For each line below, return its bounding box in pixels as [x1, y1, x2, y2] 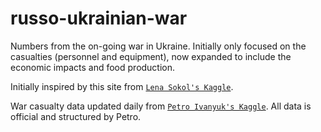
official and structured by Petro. [10, 110, 142, 122]
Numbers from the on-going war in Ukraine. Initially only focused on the [10, 40, 307, 52]
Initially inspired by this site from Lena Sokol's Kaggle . [10, 80, 234, 92]
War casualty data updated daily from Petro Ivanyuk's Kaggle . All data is [10, 100, 312, 112]
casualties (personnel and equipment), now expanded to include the [10, 50, 292, 62]
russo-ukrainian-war [10, 7, 188, 30]
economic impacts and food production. [10, 61, 176, 73]
